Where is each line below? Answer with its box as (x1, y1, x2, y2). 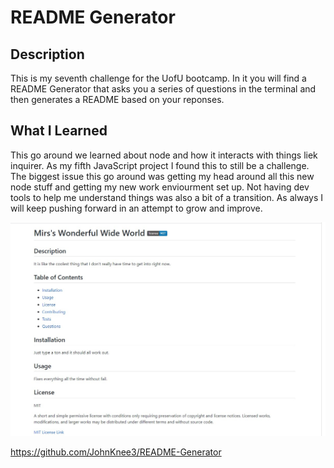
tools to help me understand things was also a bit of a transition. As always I (10, 191, 323, 203)
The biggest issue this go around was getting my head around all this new (10, 170, 315, 182)
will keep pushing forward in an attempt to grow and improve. (10, 202, 263, 214)
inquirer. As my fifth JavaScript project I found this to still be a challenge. (10, 159, 310, 171)
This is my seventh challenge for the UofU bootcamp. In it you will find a (10, 72, 307, 84)
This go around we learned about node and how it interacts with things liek (10, 149, 318, 161)
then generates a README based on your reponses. (10, 94, 225, 105)
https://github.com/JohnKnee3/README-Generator (10, 446, 222, 458)
